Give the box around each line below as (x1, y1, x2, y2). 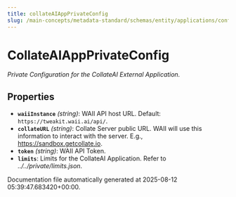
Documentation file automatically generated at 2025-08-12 (7, 175, 178, 184)
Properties (7, 91, 55, 103)
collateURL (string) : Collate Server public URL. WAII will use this (17, 125, 202, 133)
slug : (7, 17, 23, 24)
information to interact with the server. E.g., (17, 132, 143, 141)
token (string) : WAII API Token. (17, 147, 106, 155)
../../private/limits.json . (17, 162, 83, 170)
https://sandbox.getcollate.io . (17, 139, 103, 148)
